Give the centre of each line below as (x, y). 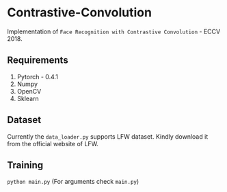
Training (25, 165)
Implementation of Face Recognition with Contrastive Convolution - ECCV (114, 31)
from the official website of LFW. (53, 143)
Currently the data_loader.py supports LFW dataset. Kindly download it (108, 136)
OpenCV (29, 91)
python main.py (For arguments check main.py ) (73, 182)
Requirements (38, 60)
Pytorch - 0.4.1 (37, 77)
